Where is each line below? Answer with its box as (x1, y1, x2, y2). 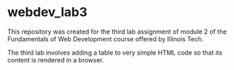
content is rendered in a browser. (7, 55, 104, 64)
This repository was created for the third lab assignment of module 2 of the (7, 27, 227, 36)
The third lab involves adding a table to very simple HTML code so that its (7, 48, 223, 57)
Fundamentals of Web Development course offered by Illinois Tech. (7, 34, 204, 43)
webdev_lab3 (7, 4, 87, 20)
